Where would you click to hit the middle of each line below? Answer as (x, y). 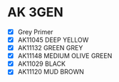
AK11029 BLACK (42, 64)
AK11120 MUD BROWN (51, 72)
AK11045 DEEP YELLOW (53, 40)
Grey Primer (35, 32)
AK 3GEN (36, 12)
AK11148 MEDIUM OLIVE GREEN (65, 56)
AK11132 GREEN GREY (50, 48)
